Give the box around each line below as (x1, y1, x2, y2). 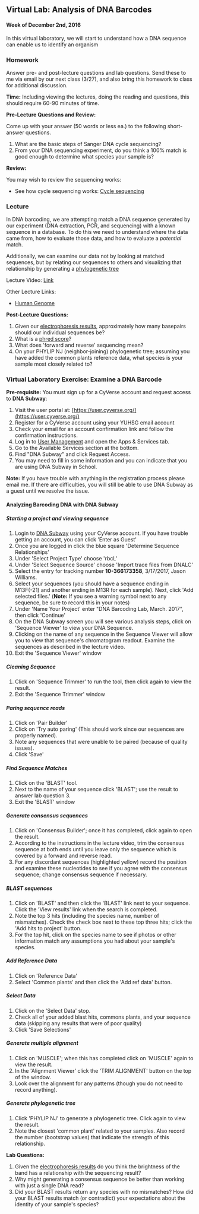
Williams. (14, 574, 37, 581)
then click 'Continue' (14, 611, 66, 619)
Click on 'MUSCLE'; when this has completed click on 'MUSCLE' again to (14, 1054, 194, 1061)
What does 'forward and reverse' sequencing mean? (14, 341, 144, 349)
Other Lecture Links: (6, 288, 56, 296)
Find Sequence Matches (6, 764, 68, 771)
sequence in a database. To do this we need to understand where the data (6, 229, 188, 236)
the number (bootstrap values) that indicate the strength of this (14, 1133, 169, 1140)
